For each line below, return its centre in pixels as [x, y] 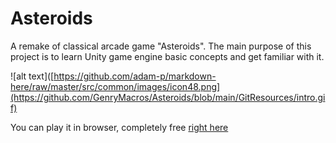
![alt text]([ [32, 76]
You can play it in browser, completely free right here [119, 127]
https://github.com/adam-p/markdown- [135, 76]
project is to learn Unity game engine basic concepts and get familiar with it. [167, 56]
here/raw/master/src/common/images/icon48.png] [115, 86]
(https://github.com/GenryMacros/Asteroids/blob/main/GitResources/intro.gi [168, 97]
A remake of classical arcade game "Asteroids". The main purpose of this [161, 46]
